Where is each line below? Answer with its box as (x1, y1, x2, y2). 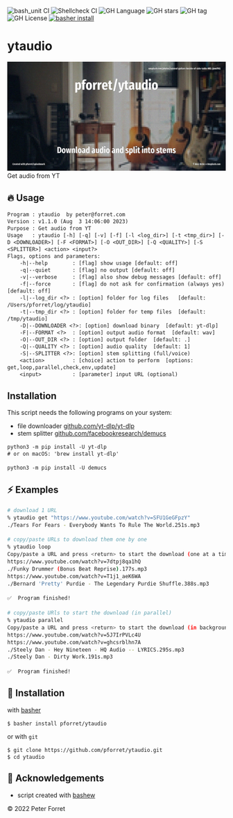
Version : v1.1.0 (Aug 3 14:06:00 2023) (7, 218, 129, 225)
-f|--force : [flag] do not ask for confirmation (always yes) (19, 281, 225, 288)
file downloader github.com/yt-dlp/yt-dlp (17, 422, 135, 430)
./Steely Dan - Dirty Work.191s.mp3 (7, 653, 113, 660)
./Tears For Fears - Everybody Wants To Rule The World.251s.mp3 (7, 521, 200, 528)
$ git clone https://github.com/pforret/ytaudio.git (7, 746, 163, 753)
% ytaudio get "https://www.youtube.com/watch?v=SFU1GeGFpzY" (7, 514, 191, 521)
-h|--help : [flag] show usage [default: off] (19, 260, 178, 267)
